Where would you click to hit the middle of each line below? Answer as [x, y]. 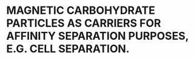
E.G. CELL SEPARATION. [68, 49]
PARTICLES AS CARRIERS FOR [84, 23]
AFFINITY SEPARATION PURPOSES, [98, 36]
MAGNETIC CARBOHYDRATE [81, 11]
